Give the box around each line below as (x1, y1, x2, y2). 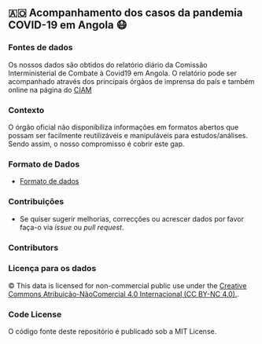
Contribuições (8, 196, 65, 207)
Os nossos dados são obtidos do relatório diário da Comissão (8, 60, 208, 69)
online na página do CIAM (8, 85, 92, 94)
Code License (8, 309, 62, 320)
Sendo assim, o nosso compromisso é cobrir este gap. (8, 139, 185, 148)
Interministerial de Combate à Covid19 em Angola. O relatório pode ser (8, 68, 238, 78)
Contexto (8, 104, 45, 115)
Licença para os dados (8, 263, 97, 274)
